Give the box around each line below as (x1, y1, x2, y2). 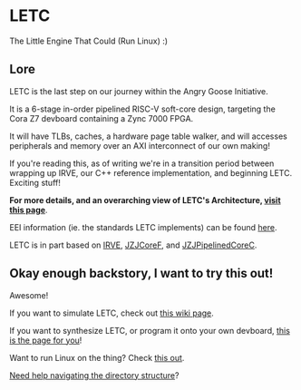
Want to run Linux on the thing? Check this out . (9, 352, 185, 363)
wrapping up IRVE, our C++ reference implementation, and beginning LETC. (9, 167, 293, 178)
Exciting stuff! (9, 177, 61, 188)
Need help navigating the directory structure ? (9, 369, 180, 381)
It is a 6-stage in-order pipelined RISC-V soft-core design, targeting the (9, 103, 277, 114)
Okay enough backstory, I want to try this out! (9, 266, 274, 281)
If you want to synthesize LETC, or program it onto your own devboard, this (9, 325, 290, 336)
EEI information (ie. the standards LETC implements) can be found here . (9, 221, 277, 232)
